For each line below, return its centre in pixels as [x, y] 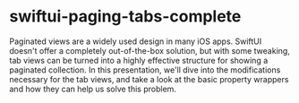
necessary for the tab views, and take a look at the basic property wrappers [149, 79]
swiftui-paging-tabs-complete [125, 17]
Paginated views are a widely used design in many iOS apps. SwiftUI [136, 41]
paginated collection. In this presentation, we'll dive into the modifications [145, 70]
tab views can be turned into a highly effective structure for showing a [139, 60]
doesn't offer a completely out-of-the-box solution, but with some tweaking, [150, 50]
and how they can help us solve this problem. [93, 89]
